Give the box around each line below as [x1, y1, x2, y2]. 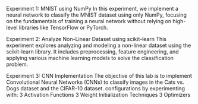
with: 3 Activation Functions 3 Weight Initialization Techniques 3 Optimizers [6, 92, 191, 98]
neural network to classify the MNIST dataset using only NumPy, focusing [6, 11, 187, 18]
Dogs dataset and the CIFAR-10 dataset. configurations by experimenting [6, 85, 186, 92]
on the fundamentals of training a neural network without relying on [6, 18, 171, 24]
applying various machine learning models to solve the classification [6, 55, 174, 61]
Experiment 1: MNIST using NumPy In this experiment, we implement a [6, 5, 178, 12]
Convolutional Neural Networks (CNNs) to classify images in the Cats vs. [6, 78, 184, 86]
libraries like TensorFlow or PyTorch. [18, 24, 108, 31]
